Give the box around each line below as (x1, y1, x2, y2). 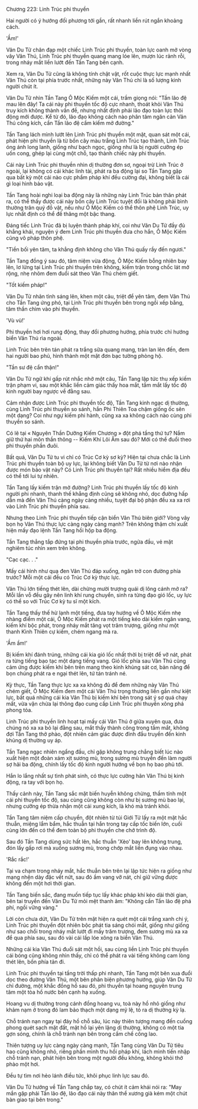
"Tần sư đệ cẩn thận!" (6, 364, 60, 371)
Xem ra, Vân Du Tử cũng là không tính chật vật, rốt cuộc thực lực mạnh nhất (6, 70, 191, 77)
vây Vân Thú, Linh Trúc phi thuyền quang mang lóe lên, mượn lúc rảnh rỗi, (6, 53, 186, 59)
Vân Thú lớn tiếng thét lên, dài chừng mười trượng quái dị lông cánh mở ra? (6, 586, 188, 592)
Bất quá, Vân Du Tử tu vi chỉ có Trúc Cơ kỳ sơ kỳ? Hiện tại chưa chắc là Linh (6, 454, 191, 461)
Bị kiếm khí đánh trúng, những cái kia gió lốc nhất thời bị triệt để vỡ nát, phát (6, 651, 192, 658)
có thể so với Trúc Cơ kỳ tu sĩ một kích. (6, 598, 102, 604)
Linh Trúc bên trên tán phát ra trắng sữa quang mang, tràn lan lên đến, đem (6, 346, 190, 353)
